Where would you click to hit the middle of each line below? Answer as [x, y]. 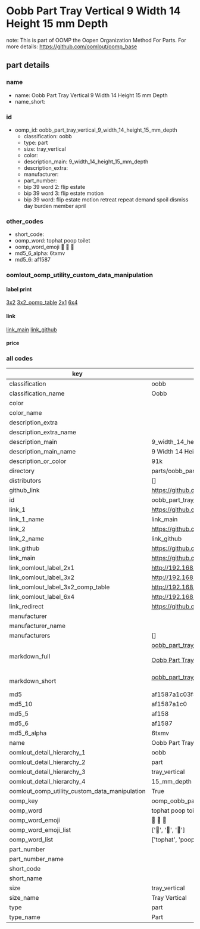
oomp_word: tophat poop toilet [52, 241]
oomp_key [24, 801]
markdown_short [33, 681]
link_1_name [27, 520]
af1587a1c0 [169, 704]
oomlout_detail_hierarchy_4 [47, 782]
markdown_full [30, 657]
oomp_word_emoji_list [40, 830]
